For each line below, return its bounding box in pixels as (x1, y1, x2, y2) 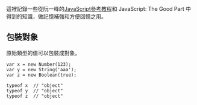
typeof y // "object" (6, 87, 63, 94)
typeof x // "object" (6, 82, 63, 89)
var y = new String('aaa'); (6, 66, 77, 72)
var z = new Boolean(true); (6, 72, 77, 78)
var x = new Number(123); (6, 61, 71, 68)
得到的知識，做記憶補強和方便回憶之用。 (6, 13, 107, 20)
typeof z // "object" (6, 93, 63, 99)
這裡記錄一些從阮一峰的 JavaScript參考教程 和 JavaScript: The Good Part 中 (6, 5, 192, 12)
